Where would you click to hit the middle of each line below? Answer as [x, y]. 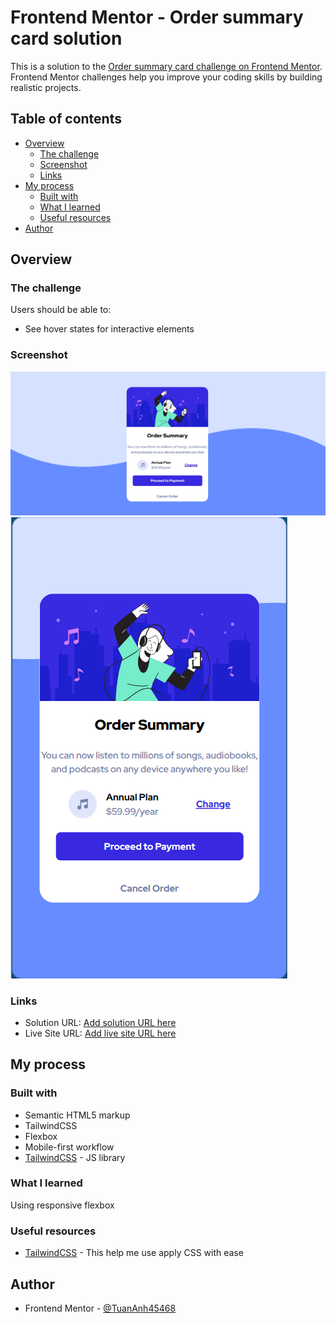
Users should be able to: [61, 310]
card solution [66, 38]
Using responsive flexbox [62, 1205]
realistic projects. [46, 87]
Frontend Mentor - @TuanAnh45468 [100, 1308]
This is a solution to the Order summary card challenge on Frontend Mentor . [166, 66]
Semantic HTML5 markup [77, 1115]
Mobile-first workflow [69, 1147]
